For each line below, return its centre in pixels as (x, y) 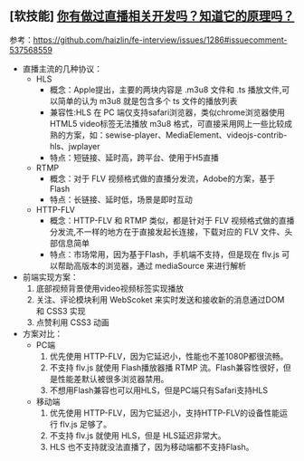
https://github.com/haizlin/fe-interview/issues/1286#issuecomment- (160, 40)
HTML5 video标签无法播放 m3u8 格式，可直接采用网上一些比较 (167, 123)
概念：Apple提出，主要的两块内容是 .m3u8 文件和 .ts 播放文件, (166, 90)
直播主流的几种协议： (62, 68)
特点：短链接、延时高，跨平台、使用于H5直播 (134, 158)
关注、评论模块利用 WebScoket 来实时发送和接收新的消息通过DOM (160, 299)
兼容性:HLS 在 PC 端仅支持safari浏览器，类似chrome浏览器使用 (167, 112)
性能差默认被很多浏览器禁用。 (113, 379)
